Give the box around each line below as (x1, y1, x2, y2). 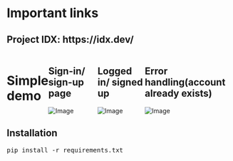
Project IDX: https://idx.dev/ (6, 33, 134, 46)
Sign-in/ (48, 66, 86, 78)
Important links (6, 5, 99, 21)
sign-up (48, 76, 85, 88)
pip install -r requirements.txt (6, 146, 124, 154)
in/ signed (97, 76, 143, 88)
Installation (6, 127, 58, 140)
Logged (97, 66, 133, 78)
